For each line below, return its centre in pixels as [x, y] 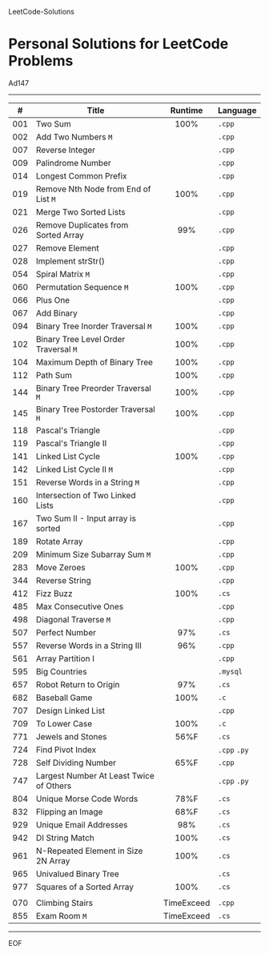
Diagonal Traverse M [73, 619]
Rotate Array [59, 541]
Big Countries [61, 671]
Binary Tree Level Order [80, 339]
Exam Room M [61, 916]
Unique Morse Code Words [87, 799]
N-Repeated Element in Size [89, 851]
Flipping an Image [69, 811]
